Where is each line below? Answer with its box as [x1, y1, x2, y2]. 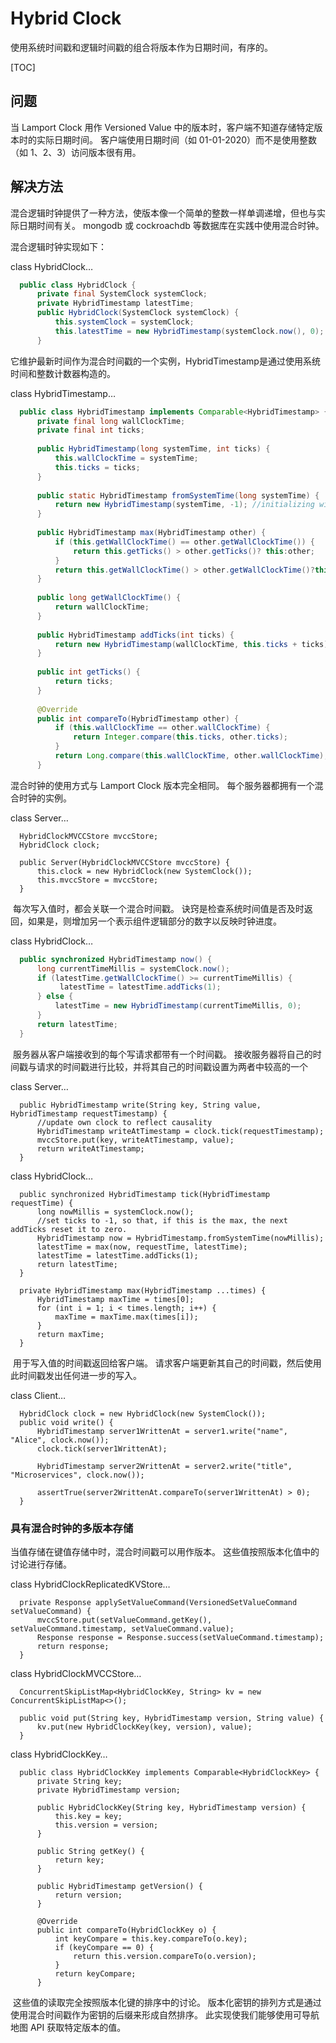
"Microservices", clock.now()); [10, 1470, 145, 1480]
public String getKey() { [36, 1846, 145, 1856]
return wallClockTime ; [54, 602, 150, 612]
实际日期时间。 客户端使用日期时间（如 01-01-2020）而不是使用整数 [36, 133, 318, 146]
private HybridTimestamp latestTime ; [36, 298, 195, 309]
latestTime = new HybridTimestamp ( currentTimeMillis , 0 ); [54, 1001, 302, 1011]
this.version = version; [54, 1820, 159, 1830]
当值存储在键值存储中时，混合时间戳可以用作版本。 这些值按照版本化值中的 [10, 1545, 320, 1557]
